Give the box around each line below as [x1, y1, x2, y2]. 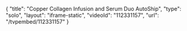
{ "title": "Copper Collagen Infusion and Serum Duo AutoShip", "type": [5, 5, 182, 12]
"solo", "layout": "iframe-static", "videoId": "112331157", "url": [5, 12, 159, 19]
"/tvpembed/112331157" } [5, 18, 69, 25]
